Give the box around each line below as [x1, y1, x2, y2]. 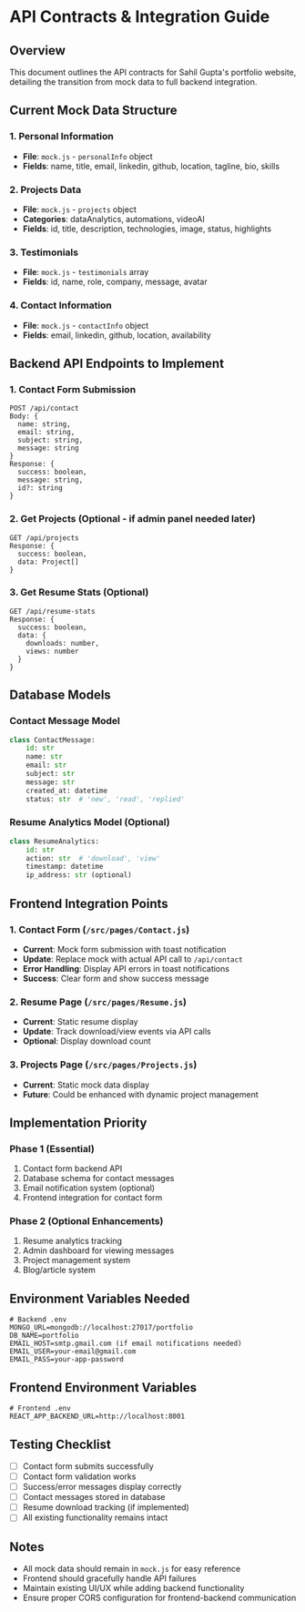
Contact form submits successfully [22, 1460, 155, 1472]
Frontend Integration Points [9, 895, 168, 912]
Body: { [9, 412, 39, 421]
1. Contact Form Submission [9, 383, 137, 395]
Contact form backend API [22, 1163, 123, 1174]
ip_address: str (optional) [25, 871, 132, 880]
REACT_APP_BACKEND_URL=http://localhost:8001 [9, 1412, 185, 1422]
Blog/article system [22, 1264, 96, 1276]
